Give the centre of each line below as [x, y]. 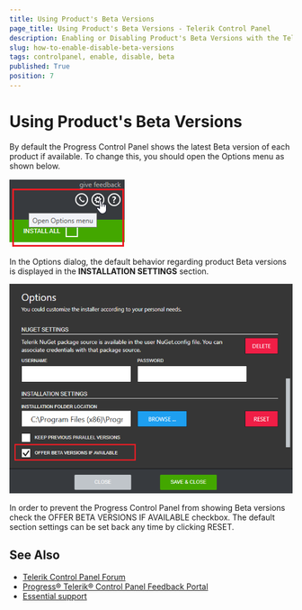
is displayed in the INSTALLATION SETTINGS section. [109, 271]
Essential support [54, 596]
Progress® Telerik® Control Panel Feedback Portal [115, 587]
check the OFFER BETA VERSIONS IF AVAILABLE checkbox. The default [142, 517]
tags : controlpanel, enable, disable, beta [92, 57]
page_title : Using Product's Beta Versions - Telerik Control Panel [140, 28]
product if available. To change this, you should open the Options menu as [147, 156]
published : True [40, 67]
